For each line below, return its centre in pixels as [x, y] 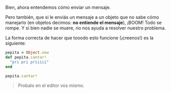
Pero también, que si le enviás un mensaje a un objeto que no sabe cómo [82, 17]
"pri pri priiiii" [30, 62]
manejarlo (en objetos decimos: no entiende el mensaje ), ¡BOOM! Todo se [83, 23]
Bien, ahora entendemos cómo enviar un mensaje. [58, 7]
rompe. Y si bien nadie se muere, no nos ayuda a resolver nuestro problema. [86, 28]
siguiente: [16, 43]
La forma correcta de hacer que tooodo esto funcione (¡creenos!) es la [80, 38]
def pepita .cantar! [26, 57]
